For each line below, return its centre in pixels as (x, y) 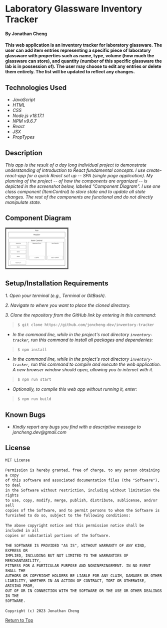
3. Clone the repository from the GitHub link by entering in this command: (81, 315)
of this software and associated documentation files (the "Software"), (82, 480)
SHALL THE (15, 571)
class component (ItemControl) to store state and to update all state (75, 192)
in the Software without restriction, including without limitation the (82, 490)
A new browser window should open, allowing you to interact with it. (83, 370)
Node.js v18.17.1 (28, 116)
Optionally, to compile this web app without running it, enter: (75, 389)
